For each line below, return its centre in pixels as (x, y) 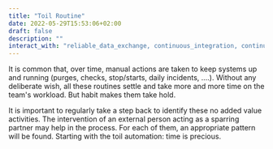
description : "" (36, 38)
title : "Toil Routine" (47, 16)
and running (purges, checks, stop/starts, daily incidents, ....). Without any (132, 78)
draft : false (30, 31)
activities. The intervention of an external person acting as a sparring (124, 119)
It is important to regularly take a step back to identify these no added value (135, 111)
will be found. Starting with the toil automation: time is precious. (115, 136)
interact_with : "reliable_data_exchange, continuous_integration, (123, 46)
